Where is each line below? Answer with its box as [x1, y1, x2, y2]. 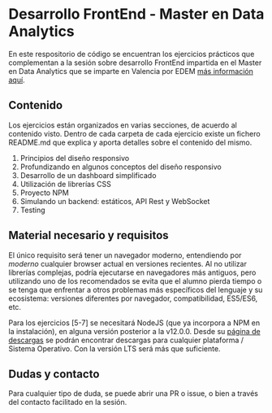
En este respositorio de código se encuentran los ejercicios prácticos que [8, 49, 255, 59]
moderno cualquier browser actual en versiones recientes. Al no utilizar [8, 259, 248, 268]
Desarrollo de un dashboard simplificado [19, 170, 157, 180]
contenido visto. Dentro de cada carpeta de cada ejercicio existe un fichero [8, 128, 261, 138]
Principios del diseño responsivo [19, 153, 130, 163]
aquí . [8, 75, 26, 85]
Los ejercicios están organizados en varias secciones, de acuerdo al [8, 120, 237, 130]
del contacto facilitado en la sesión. [8, 398, 127, 407]
